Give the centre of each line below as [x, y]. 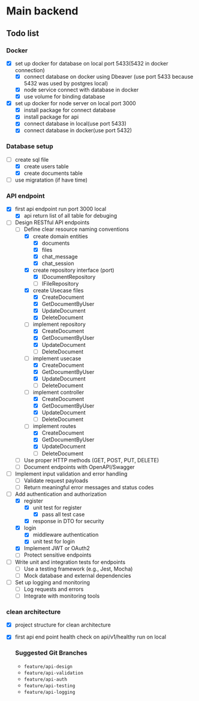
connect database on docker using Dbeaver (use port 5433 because [108, 76]
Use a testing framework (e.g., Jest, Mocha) [78, 569]
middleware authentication [66, 535]
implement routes [55, 426]
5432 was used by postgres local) [66, 83]
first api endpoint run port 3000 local [61, 209]
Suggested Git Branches [51, 653]
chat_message [60, 256]
